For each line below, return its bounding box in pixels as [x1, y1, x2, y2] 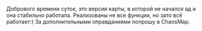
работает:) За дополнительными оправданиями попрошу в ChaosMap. [6, 18, 190, 25]
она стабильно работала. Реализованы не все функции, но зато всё [6, 12, 183, 19]
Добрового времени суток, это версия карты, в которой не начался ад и [6, 5, 197, 12]
